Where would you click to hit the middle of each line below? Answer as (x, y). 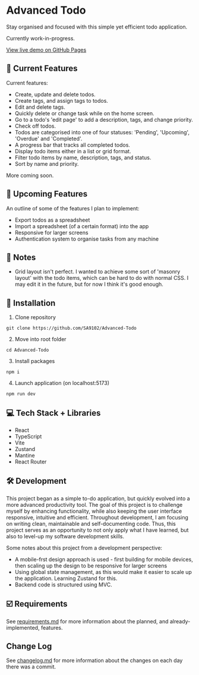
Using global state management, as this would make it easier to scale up (103, 572)
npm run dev (21, 394)
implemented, (23, 627)
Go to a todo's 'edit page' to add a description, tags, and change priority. (104, 119)
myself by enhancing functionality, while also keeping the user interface (94, 511)
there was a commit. (31, 667)
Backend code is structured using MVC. (63, 584)
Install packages (35, 361)
